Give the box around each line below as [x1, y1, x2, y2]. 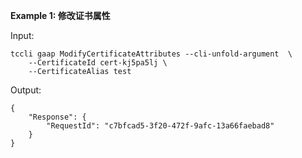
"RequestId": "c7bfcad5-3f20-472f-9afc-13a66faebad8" [46, 121, 275, 131]
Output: [10, 84, 42, 96]
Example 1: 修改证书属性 [10, 10, 111, 21]
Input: [10, 30, 35, 41]
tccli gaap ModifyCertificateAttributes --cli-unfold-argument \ [10, 49, 293, 59]
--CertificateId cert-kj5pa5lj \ [28, 58, 168, 68]
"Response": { [28, 112, 87, 122]
